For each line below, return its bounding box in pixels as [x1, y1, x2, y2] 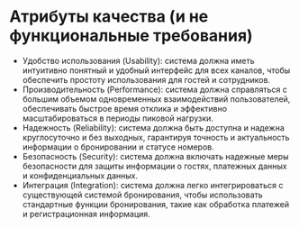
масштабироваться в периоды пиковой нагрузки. [22, 113, 214, 123]
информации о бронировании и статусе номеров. [22, 141, 214, 152]
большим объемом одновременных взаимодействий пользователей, [22, 93, 291, 105]
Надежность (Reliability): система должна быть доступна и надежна [22, 122, 285, 132]
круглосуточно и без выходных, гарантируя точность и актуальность [22, 132, 290, 142]
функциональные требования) [9, 25, 254, 46]
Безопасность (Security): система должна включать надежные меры [22, 150, 289, 161]
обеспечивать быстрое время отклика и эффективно [22, 103, 228, 114]
